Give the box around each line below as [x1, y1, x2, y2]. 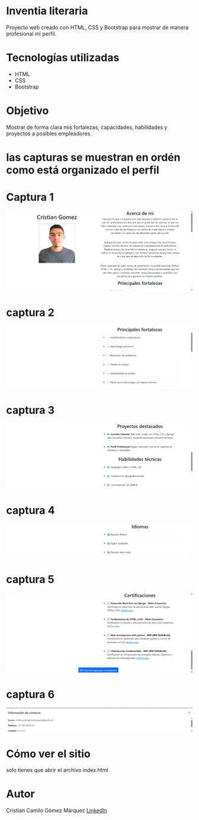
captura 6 [6, 688, 55, 701]
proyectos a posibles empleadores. [6, 129, 92, 137]
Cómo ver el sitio [6, 747, 91, 761]
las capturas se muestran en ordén [6, 151, 181, 164]
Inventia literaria [6, 4, 88, 18]
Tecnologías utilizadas [6, 51, 120, 65]
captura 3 [6, 403, 55, 417]
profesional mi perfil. [6, 30, 57, 37]
